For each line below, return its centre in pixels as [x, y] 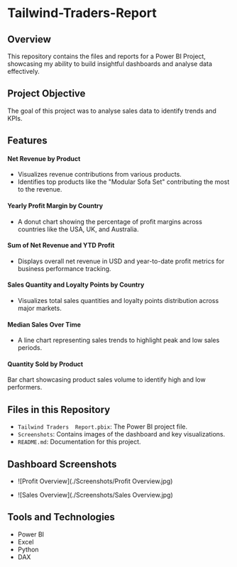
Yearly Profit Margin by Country [55, 206]
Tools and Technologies [61, 517]
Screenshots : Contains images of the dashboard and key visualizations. [121, 434]
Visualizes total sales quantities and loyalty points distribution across [118, 301]
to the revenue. [40, 189]
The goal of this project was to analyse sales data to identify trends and [112, 111]
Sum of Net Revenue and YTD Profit [61, 246]
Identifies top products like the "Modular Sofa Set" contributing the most [123, 182]
